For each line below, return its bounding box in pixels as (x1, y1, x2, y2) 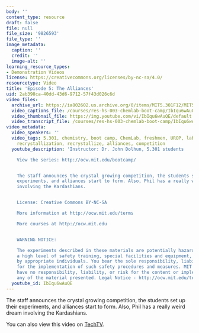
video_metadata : (6, 124, 46, 130)
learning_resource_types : (6, 63, 70, 70)
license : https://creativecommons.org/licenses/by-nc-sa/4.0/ (6, 75, 163, 80)
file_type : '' (6, 36, 41, 42)
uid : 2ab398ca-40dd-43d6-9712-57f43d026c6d (6, 91, 115, 97)
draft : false (6, 20, 38, 25)
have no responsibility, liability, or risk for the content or (17, 270, 179, 276)
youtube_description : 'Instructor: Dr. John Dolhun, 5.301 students (11, 146, 184, 152)
